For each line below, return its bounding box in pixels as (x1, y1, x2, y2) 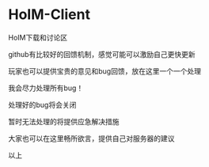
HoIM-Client (8, 6, 91, 24)
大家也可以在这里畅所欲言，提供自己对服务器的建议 (8, 133, 175, 143)
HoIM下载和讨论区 (8, 32, 68, 42)
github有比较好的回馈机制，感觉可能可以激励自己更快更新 (8, 49, 196, 59)
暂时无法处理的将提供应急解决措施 (8, 116, 120, 126)
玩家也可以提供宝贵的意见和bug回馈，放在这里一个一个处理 (8, 66, 202, 76)
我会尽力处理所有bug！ (8, 83, 84, 93)
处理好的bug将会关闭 (8, 100, 77, 109)
